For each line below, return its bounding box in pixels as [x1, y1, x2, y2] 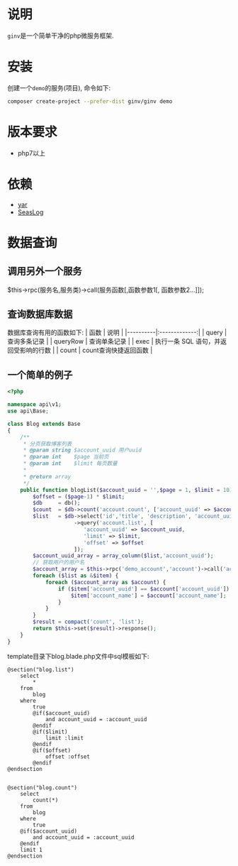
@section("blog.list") [7, 666, 74, 673]
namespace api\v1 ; [7, 401, 62, 408]
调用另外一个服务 [7, 265, 82, 278]
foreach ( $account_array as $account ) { [45, 579, 166, 586]
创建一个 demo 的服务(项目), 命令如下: [7, 83, 111, 92]
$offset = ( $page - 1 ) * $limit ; [33, 493, 125, 500]
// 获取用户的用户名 [33, 559, 85, 566]
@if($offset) [33, 747, 72, 754]
